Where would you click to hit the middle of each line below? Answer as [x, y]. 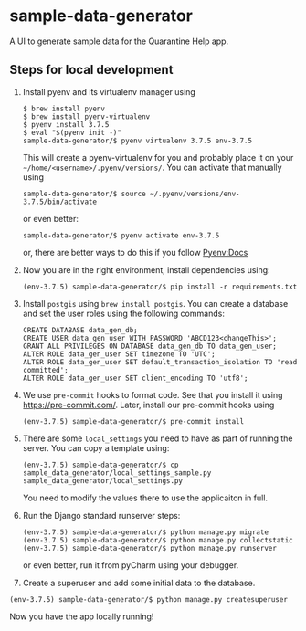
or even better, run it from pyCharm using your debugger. [131, 565]
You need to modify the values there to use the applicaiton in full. [145, 498]
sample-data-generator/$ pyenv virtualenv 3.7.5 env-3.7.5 [137, 141]
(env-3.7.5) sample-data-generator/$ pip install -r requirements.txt [160, 287]
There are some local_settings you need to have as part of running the [158, 438]
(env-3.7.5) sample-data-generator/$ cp [100, 465]
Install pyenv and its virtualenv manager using [109, 91]
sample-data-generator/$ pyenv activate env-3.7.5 [121, 235]
